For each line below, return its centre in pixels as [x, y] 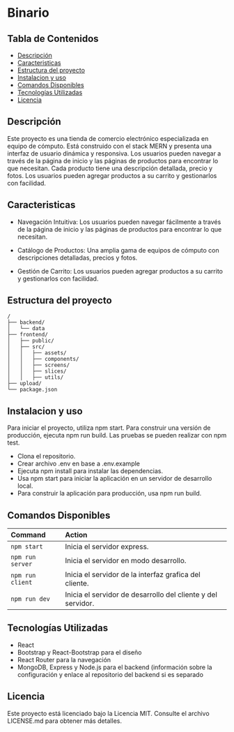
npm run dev [31, 599]
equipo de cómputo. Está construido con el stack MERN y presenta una [110, 146]
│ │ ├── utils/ [36, 378]
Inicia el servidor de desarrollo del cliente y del [141, 595]
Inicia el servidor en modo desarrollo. [126, 561]
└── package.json [32, 390]
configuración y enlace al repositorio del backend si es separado [110, 674]
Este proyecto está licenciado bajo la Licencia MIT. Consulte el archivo [109, 713]
